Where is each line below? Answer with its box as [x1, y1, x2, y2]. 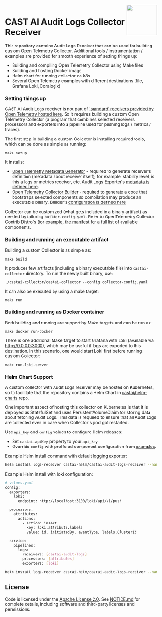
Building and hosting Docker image [12, 67, 82, 73]
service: [9, 539, 27, 543]
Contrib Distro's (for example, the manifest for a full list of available [5, 219, 138, 225]
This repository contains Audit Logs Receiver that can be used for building [5, 43, 153, 48]
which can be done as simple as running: [5, 141, 87, 147]
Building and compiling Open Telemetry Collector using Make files [12, 62, 144, 68]
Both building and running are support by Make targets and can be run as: [5, 320, 152, 325]
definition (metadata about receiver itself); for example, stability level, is [12, 174, 155, 180]
